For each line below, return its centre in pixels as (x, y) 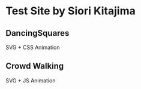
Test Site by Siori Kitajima (70, 11)
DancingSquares (37, 33)
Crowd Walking (35, 66)
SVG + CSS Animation (33, 47)
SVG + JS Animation (31, 80)
